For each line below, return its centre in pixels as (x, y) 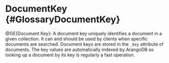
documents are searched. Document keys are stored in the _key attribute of (84, 44)
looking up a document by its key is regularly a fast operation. (70, 55)
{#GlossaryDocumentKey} (63, 19)
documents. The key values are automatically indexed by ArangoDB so (80, 49)
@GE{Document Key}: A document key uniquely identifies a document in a (84, 33)
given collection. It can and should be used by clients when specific (77, 39)
